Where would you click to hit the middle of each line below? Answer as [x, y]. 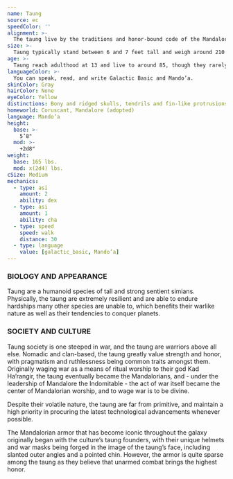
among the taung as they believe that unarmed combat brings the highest [112, 462]
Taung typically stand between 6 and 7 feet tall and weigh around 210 [119, 53]
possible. [20, 419]
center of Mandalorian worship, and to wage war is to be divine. [98, 391]
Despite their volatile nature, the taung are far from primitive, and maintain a [115, 404]
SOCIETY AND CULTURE [49, 331]
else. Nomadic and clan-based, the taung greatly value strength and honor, [114, 354]
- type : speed [34, 226]
